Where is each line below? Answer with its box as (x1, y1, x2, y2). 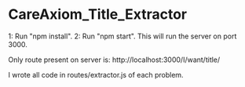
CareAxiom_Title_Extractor (8, 5, 187, 24)
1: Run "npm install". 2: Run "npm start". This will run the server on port (8, 31, 237, 41)
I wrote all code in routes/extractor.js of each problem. (8, 70, 184, 79)
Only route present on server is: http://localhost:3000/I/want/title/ (8, 55, 221, 64)
